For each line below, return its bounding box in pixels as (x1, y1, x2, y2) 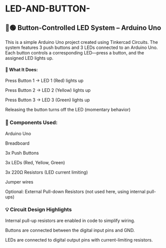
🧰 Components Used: (5, 119, 58, 126)
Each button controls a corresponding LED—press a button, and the (5, 50, 145, 55)
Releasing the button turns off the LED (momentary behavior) (5, 107, 131, 113)
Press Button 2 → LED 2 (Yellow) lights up (5, 87, 91, 93)
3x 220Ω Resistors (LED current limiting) (5, 169, 88, 175)
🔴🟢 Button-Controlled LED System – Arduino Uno (5, 23, 162, 32)
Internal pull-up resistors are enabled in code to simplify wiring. (5, 218, 136, 224)
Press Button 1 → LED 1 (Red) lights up (5, 78, 84, 84)
